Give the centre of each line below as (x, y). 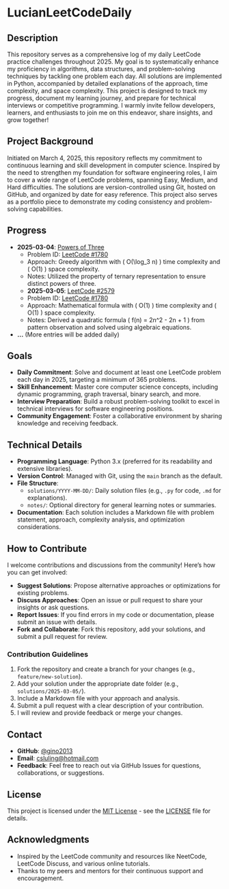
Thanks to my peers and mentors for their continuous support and (110, 870)
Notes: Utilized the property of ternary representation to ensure (117, 276)
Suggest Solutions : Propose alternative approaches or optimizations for (119, 586)
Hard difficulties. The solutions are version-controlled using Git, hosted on (111, 187)
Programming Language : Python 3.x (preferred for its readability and (114, 461)
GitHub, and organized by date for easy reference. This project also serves (112, 194)
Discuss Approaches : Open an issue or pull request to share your (110, 600)
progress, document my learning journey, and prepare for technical (102, 98)
